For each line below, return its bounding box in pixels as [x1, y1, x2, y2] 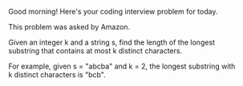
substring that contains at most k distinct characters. [8, 46, 183, 55]
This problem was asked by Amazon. [8, 22, 131, 31]
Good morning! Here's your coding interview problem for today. [8, 7, 218, 16]
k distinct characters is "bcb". [8, 70, 106, 79]
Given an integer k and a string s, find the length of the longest [8, 37, 215, 47]
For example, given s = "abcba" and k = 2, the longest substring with [8, 61, 236, 71]
